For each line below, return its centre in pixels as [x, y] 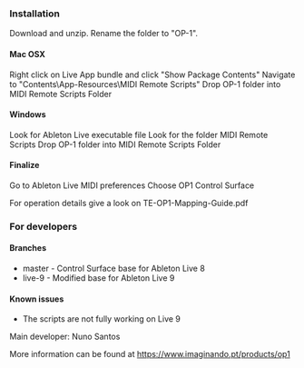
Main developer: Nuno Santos [65, 337]
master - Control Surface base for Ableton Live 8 [114, 269]
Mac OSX [27, 54]
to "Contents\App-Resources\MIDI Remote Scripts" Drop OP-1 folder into [145, 84]
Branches [28, 248]
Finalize [25, 165]
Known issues [37, 299]
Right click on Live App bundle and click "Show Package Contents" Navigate [152, 75]
